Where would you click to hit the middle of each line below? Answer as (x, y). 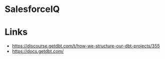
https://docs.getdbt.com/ (38, 51)
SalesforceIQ (32, 9)
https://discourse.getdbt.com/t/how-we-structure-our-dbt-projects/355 (86, 46)
